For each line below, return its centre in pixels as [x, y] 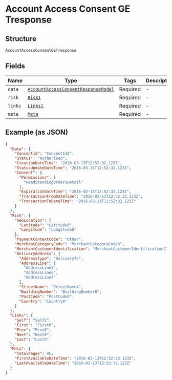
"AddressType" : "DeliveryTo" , [51, 258]
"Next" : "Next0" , [33, 334]
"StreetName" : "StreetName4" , [51, 287]
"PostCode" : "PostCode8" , [46, 297]
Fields [15, 66]
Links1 [35, 106]
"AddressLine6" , [41, 273]
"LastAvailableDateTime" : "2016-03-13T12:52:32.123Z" [73, 363]
